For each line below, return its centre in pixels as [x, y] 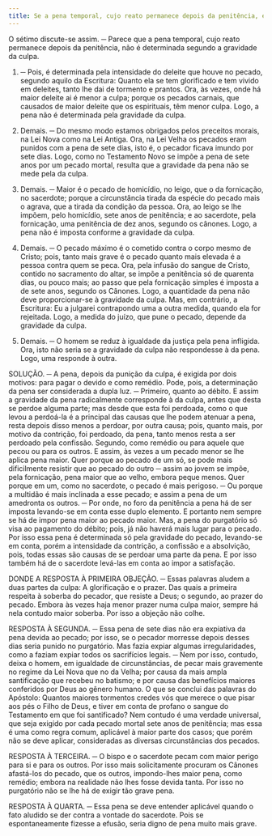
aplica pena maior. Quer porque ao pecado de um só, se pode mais [121, 460]
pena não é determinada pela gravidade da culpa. [103, 115]
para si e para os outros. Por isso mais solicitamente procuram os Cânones [134, 765]
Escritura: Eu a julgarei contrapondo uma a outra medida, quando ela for [140, 308]
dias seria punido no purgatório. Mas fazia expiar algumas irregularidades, [132, 646]
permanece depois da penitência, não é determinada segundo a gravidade [133, 47]
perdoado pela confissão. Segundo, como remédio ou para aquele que [126, 443]
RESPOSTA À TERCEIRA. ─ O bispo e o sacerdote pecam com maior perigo [134, 756]
